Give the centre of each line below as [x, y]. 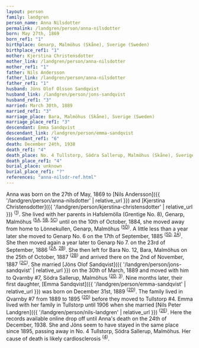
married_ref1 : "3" [29, 111]
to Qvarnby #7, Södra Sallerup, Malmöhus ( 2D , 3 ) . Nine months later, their [94, 277]
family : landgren [28, 17]
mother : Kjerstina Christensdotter [50, 56]
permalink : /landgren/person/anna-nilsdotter [63, 28]
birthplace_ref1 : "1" [33, 50]
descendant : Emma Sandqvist [41, 128]
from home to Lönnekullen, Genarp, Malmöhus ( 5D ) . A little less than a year [97, 228]
